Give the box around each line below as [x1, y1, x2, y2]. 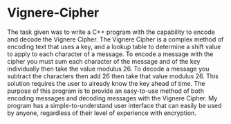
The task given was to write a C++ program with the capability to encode [7, 28, 216, 36]
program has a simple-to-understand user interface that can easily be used [7, 101, 222, 109]
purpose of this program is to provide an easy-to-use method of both [7, 87, 204, 95]
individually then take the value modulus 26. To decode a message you [7, 64, 210, 73]
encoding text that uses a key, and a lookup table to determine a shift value [7, 42, 221, 51]
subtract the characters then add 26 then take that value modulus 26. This [7, 71, 219, 80]
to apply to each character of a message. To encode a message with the [7, 50, 214, 58]
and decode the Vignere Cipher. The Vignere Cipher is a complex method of [7, 35, 224, 43]
